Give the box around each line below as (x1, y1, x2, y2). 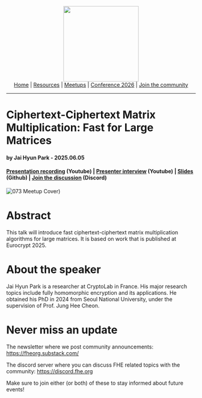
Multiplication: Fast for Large (6, 121, 154, 135)
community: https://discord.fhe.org (6, 367, 93, 374)
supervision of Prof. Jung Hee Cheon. (6, 302, 100, 309)
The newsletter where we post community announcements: (6, 343, 154, 350)
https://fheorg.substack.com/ (6, 349, 79, 356)
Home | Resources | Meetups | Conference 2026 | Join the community (14, 82, 188, 88)
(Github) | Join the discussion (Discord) (6, 174, 107, 181)
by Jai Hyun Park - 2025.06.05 (6, 154, 85, 161)
